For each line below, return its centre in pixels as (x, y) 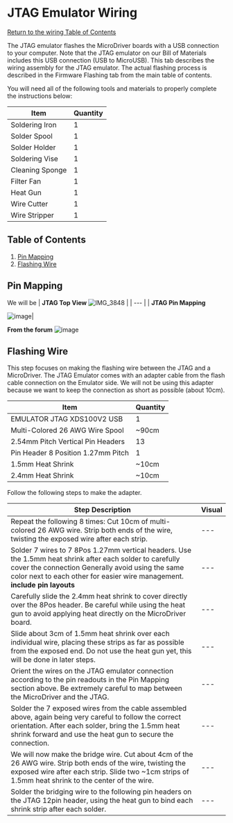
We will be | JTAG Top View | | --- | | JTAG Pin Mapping (106, 302)
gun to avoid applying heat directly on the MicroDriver (98, 614)
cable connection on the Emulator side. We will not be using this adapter (110, 383)
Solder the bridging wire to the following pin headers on (101, 792)
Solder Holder (33, 147)
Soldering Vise (35, 158)
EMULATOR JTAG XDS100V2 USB (67, 419)
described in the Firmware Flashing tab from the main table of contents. (110, 75)
